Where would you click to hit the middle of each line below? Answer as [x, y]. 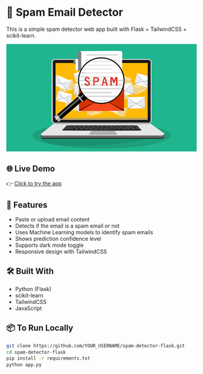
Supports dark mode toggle [49, 245]
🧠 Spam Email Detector [65, 12]
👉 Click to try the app [34, 183]
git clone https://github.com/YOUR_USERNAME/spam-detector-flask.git [96, 346]
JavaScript [28, 308]
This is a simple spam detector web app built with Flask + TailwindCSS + [97, 29]
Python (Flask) [33, 289]
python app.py [24, 365]
